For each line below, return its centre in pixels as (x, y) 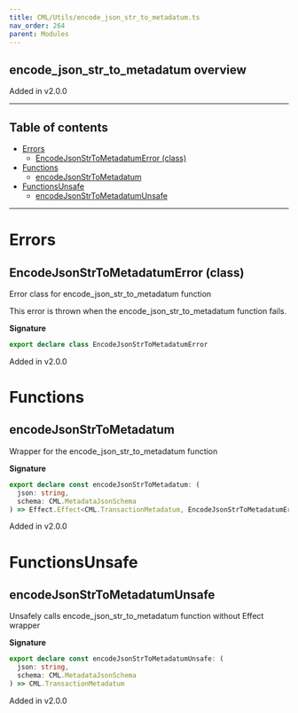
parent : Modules (39, 34)
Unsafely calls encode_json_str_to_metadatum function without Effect (137, 616)
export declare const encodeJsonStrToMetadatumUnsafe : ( (117, 659)
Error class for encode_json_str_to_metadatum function (110, 294)
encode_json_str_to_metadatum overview (128, 70)
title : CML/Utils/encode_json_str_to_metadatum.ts (105, 17)
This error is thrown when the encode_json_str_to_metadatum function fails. (148, 311)
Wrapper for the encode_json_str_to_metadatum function (114, 451)
